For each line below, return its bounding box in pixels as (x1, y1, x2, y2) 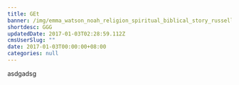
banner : (7, 17, 31, 24)
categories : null (7, 50, 59, 57)
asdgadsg (7, 69, 37, 78)
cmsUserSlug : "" (7, 37, 55, 44)
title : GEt (7, 10, 40, 18)
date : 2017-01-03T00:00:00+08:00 (7, 43, 107, 50)
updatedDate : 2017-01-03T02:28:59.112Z (7, 30, 126, 38)
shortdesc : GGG (7, 23, 53, 30)
